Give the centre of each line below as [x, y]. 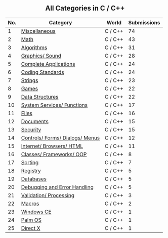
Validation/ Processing [48, 195]
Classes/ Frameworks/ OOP [54, 154]
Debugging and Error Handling [57, 187]
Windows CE [36, 212]
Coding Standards [43, 72]
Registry [31, 170]
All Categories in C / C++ [85, 8]
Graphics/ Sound [41, 56]
